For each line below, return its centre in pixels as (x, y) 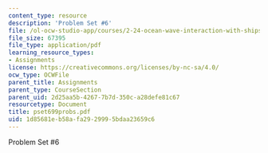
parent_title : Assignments (53, 82)
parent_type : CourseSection (55, 90)
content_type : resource (48, 16)
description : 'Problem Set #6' (60, 23)
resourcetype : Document (48, 104)
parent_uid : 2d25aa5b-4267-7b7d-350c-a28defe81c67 (94, 97)
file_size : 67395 (37, 38)
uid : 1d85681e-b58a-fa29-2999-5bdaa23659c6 (82, 120)
